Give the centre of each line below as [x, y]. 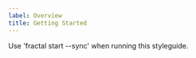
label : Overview [35, 15]
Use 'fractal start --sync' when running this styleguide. [98, 45]
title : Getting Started [48, 23]
